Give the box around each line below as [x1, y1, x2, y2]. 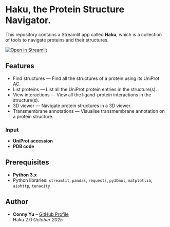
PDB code [12, 143, 34, 150]
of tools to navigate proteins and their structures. [5, 37, 109, 43]
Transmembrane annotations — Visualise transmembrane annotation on [12, 108, 165, 114]
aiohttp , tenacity [12, 182, 50, 189]
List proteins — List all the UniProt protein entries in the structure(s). [12, 86, 157, 92]
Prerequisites [5, 158, 49, 167]
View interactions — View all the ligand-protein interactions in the [12, 91, 152, 98]
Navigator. [5, 14, 51, 26]
